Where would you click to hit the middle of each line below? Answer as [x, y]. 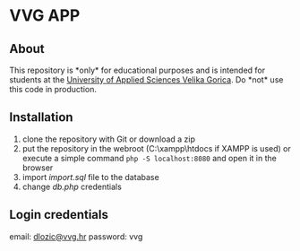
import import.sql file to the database [90, 177]
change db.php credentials [72, 186]
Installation [41, 117]
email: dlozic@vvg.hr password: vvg [76, 236]
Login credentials [59, 215]
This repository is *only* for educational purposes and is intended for [137, 70]
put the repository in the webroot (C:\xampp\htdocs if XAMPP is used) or [156, 148]
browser [38, 168]
